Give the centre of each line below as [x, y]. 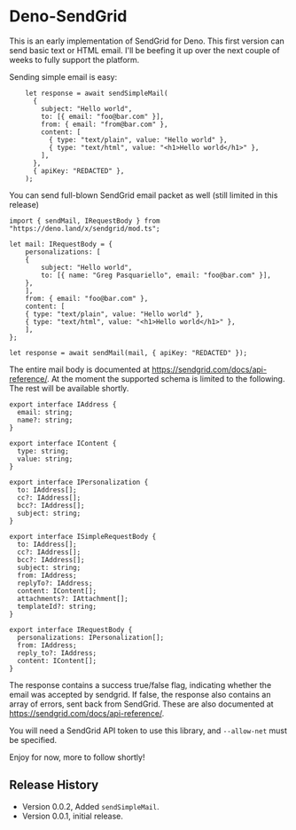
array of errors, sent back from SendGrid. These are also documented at [141, 704]
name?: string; [45, 420]
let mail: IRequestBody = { [61, 244]
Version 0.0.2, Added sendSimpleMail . [90, 806]
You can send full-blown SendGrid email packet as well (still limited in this [144, 195]
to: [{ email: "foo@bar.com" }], [103, 116]
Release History [54, 785]
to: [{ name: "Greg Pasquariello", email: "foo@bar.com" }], [156, 275]
